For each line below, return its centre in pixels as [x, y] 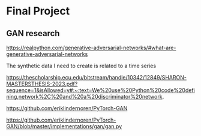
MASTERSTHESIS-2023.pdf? [42, 84]
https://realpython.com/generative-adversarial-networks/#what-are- [91, 48]
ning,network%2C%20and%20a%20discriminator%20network [85, 97]
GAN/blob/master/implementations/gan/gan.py [64, 126]
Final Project [38, 11]
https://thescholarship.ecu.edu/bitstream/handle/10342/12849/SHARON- [97, 77]
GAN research [33, 33]
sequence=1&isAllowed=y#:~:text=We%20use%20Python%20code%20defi [100, 90]
